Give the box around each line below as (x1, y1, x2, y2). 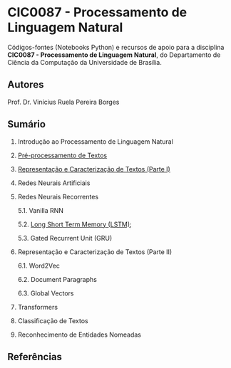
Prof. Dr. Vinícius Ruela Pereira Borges (7, 98, 120, 106)
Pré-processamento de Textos (17, 151, 108, 159)
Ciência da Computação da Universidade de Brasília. (7, 58, 162, 66)
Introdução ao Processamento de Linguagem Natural (17, 137, 173, 146)
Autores (7, 79, 44, 91)
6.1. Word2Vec (17, 261, 61, 270)
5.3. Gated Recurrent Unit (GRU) (17, 233, 113, 242)
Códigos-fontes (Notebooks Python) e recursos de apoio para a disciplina (7, 43, 225, 51)
